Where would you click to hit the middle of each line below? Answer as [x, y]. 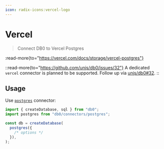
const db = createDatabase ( [34, 123]
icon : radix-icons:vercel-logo [38, 10]
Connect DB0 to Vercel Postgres [51, 48]
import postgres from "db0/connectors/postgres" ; [58, 114]
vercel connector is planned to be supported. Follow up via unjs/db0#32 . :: [82, 73]
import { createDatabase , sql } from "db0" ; [52, 110]
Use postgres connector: [31, 101]
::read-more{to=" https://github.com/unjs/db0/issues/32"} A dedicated [78, 67]
